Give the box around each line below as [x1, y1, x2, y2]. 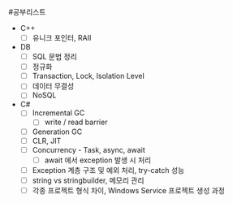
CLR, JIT [32, 136, 62, 145]
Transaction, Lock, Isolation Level [32, 71, 145, 81]
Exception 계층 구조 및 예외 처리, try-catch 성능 [32, 165, 185, 175]
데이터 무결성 [32, 81, 75, 91]
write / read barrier [44, 117, 108, 127]
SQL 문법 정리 [32, 52, 77, 62]
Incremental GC [32, 108, 85, 118]
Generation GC [32, 127, 83, 136]
